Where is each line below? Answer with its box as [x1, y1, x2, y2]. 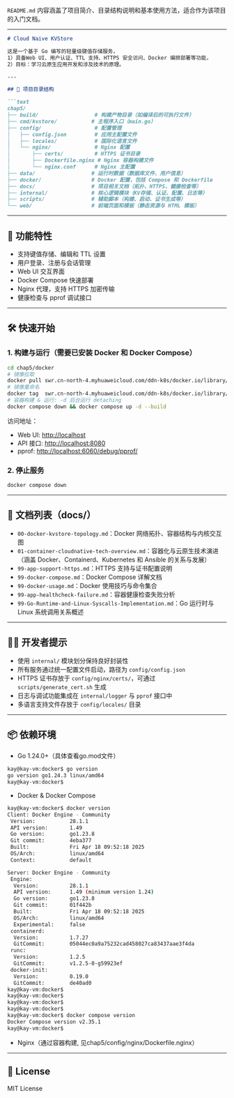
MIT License [7, 1084, 43, 1092]
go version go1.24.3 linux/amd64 [7, 772, 104, 779]
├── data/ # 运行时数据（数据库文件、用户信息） [7, 170, 186, 176]
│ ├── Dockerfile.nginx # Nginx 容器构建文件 [7, 157, 155, 164]
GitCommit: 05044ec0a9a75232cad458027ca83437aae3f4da [13, 940, 195, 947]
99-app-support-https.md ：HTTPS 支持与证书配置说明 [17, 564, 173, 572]
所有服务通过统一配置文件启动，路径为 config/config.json [17, 665, 186, 673]
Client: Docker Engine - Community [7, 811, 111, 818]
